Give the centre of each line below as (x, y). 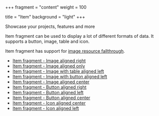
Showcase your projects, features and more (50, 26)
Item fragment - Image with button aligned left (60, 76)
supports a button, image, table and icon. (47, 41)
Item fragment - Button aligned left (48, 92)
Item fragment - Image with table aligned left (58, 71)
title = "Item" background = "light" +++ (45, 17)
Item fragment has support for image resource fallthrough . (65, 51)
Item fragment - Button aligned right (49, 87)
